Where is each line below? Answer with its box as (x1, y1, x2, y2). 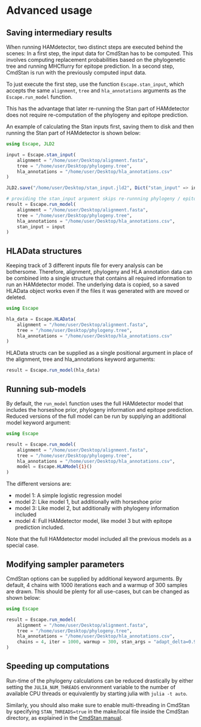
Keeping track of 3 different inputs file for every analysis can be (6, 262, 163, 269)
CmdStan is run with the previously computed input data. (6, 69, 147, 76)
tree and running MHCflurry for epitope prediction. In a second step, (6, 62, 175, 70)
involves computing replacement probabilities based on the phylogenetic (6, 56, 186, 63)
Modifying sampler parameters (6, 559, 124, 569)
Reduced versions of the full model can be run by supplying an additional (6, 412, 187, 420)
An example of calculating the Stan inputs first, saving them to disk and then (6, 123, 194, 130)
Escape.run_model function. (6, 94, 73, 100)
